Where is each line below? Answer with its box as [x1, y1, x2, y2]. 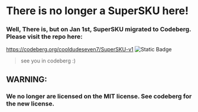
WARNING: [6, 74, 47, 84]
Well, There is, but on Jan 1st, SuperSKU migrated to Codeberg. [6, 25, 191, 34]
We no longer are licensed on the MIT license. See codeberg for [6, 92, 192, 100]
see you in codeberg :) [20, 57, 76, 64]
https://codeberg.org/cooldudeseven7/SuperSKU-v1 [6, 46, 134, 53]
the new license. [6, 99, 55, 107]
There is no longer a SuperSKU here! [6, 4, 189, 18]
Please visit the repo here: [6, 32, 83, 41]
